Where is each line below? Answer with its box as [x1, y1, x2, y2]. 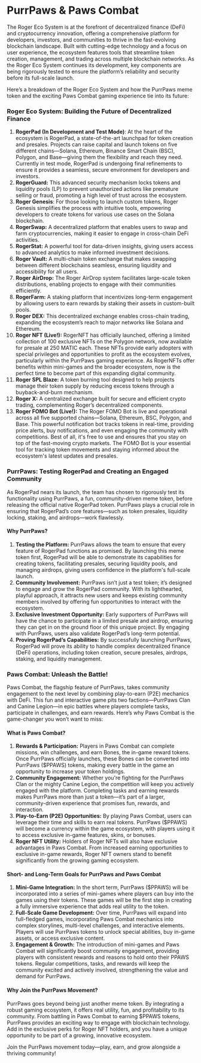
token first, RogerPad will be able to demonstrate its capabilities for [15, 553, 181, 561]
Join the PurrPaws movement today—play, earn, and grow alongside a [7, 1043, 181, 1050]
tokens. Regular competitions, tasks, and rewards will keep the [15, 960, 170, 967]
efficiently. [15, 287, 42, 294]
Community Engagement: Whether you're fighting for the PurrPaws [15, 774, 184, 781]
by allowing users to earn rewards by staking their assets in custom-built [15, 300, 195, 307]
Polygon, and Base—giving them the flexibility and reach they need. [15, 154, 183, 161]
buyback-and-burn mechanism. [15, 389, 95, 396]
